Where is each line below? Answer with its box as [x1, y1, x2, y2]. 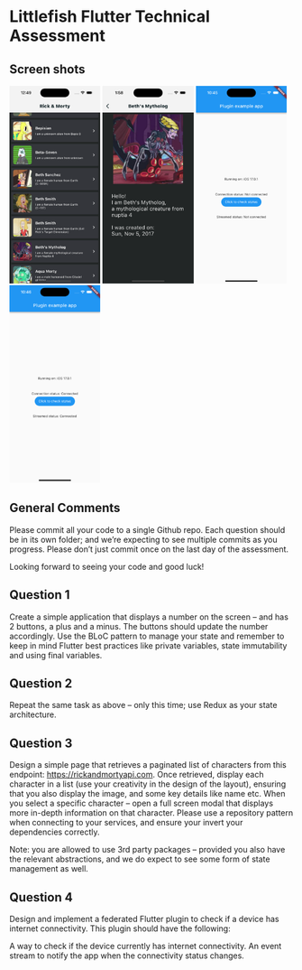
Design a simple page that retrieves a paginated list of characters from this [9, 760, 287, 770]
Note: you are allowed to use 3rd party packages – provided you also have [9, 844, 286, 855]
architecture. [9, 709, 57, 720]
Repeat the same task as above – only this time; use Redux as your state [9, 700, 278, 711]
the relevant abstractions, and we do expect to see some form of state [9, 853, 270, 864]
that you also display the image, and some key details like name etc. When [9, 788, 286, 799]
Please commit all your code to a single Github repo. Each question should [9, 524, 286, 535]
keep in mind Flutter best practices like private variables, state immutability [9, 639, 288, 651]
